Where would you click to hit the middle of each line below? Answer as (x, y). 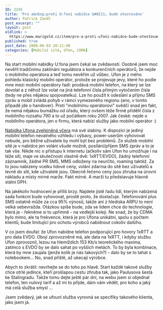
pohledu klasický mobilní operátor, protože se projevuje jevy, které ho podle (81, 79)
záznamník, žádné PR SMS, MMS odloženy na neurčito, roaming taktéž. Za (80, 161)
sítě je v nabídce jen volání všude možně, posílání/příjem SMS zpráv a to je (80, 146)
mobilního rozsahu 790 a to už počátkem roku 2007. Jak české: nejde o (76, 116)
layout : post (18, 28)
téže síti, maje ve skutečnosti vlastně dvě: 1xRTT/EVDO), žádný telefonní (77, 156)
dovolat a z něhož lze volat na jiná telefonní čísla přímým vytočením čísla (78, 90)
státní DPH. (16, 182)
